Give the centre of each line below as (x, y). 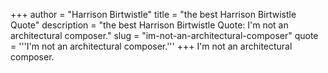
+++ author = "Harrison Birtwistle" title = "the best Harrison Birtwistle (153, 14)
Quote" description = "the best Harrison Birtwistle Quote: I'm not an (149, 25)
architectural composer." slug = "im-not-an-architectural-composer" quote (164, 35)
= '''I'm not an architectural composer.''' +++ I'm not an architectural (151, 46)
